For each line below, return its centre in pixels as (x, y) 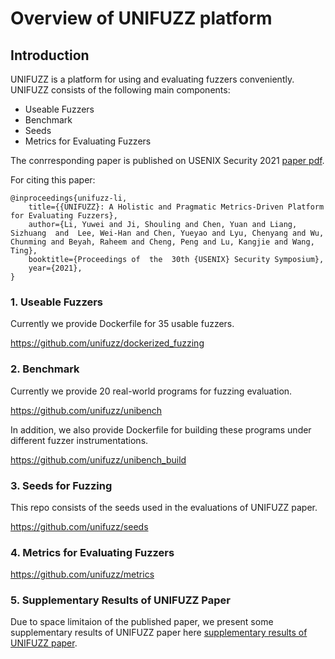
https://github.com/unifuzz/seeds (79, 526)
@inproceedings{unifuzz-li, (69, 198)
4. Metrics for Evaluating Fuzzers (92, 552)
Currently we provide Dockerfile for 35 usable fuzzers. (122, 324)
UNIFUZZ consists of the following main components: (120, 90)
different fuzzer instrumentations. (79, 440)
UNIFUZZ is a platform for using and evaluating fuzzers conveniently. (152, 79)
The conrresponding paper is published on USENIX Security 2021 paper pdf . (167, 160)
